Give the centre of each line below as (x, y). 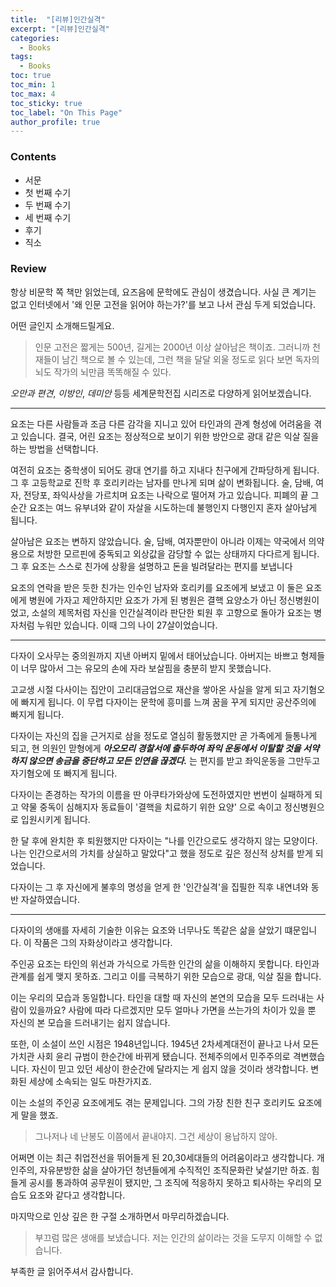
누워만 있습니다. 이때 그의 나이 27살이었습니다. (127, 625)
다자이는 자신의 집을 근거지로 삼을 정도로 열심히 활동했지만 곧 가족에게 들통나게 (164, 735)
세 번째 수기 (48, 217)
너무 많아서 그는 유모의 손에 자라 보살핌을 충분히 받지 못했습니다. (146, 668)
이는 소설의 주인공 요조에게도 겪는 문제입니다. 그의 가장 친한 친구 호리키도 (153, 1102)
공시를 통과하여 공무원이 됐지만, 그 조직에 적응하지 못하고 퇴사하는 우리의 (170, 1182)
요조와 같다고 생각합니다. (77, 1195)
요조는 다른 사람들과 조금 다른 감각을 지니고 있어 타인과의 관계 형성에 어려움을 (161, 423)
